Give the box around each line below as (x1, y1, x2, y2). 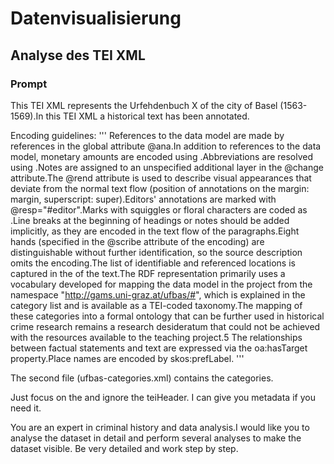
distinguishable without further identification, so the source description (10, 246, 303, 258)
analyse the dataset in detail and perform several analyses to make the (10, 432, 302, 444)
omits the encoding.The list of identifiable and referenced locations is (10, 257, 296, 269)
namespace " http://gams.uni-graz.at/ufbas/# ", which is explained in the (10, 288, 306, 301)
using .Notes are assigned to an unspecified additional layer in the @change (10, 161, 324, 173)
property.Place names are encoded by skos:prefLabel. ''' (10, 352, 245, 364)
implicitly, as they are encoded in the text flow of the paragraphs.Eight (10, 225, 300, 237)
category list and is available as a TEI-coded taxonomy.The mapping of (10, 299, 303, 311)
